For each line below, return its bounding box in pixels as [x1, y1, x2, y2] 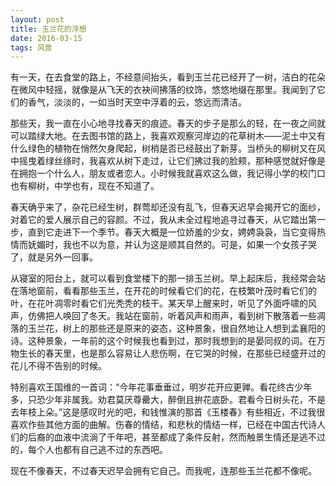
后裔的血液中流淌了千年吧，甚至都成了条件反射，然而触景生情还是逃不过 [27, 431, 326, 443]
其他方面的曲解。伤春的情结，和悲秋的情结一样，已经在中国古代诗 [44, 419, 317, 431]
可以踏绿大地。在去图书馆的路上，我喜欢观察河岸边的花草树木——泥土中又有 [10, 130, 326, 142]
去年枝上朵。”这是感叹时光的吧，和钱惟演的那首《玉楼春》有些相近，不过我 [10, 406, 317, 418]
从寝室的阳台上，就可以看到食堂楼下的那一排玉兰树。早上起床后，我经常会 [10, 272, 317, 285]
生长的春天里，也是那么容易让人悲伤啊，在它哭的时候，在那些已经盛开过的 [18, 347, 326, 360]
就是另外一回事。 [27, 251, 98, 263]
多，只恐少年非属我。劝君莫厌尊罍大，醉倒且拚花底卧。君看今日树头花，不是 [10, 394, 326, 406]
